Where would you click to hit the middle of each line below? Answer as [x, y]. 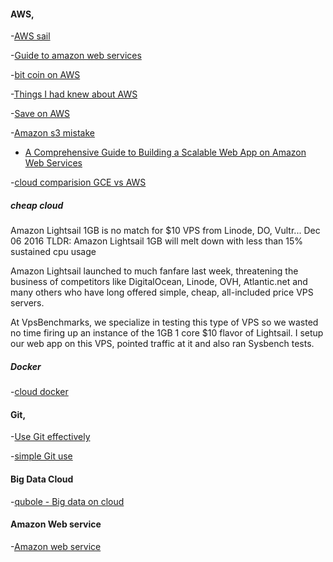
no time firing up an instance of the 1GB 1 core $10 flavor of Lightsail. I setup [167, 333]
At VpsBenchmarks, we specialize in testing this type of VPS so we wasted [164, 322]
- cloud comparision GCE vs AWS [78, 182]
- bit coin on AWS [45, 75]
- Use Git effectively [50, 437]
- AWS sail [30, 36]
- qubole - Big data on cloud [67, 501]
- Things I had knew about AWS [74, 94]
